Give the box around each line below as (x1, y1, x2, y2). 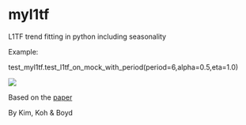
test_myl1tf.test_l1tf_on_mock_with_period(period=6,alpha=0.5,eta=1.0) (8, 62, 239, 72)
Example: (8, 47, 39, 56)
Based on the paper (8, 93, 73, 102)
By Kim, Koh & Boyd (8, 108, 74, 117)
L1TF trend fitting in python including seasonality (8, 32, 167, 41)
